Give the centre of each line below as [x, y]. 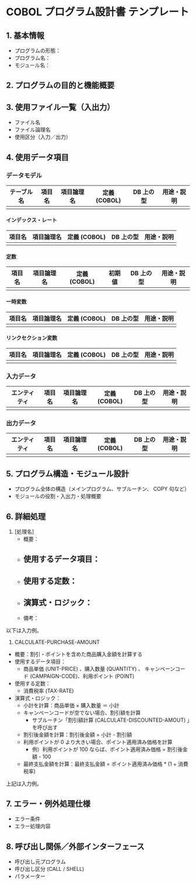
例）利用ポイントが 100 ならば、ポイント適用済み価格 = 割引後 [107, 749]
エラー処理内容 [32, 826]
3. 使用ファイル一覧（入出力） [60, 107]
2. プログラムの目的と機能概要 [60, 85]
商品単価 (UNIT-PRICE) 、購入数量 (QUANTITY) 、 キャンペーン [99, 668]
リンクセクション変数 [32, 338]
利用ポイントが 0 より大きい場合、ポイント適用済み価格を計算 [98, 742]
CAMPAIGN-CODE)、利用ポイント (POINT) [83, 676]
